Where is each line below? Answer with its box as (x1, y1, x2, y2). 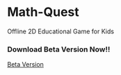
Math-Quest (7, 4, 79, 20)
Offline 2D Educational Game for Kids (7, 27, 115, 35)
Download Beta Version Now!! (7, 44, 111, 54)
